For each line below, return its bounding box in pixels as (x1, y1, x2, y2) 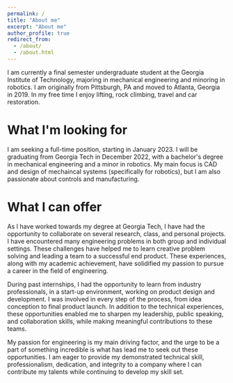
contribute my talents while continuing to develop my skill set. (7, 367, 184, 376)
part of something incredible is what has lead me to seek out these (7, 345, 198, 354)
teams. (7, 325, 27, 333)
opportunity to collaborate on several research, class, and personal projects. (7, 229, 226, 237)
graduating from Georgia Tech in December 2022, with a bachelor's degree (7, 153, 224, 161)
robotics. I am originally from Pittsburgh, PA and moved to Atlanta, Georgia (7, 83, 220, 91)
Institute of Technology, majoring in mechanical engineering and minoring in (7, 75, 225, 84)
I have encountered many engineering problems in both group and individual (7, 237, 227, 245)
